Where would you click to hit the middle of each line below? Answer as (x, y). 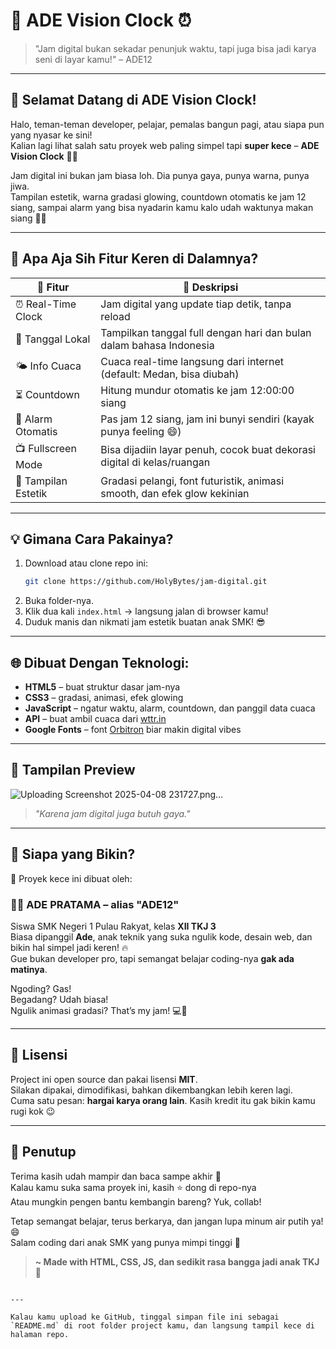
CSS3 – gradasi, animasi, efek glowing (104, 698)
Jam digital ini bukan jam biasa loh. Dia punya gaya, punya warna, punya (160, 175)
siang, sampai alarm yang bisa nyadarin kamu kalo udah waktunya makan (162, 207)
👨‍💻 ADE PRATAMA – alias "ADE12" (95, 904)
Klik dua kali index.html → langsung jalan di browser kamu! (146, 611)
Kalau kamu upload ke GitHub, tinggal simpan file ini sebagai (145, 1317)
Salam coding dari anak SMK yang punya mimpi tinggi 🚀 (125, 1242)
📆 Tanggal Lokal (53, 339)
